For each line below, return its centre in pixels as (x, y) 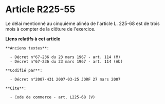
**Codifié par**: (24, 70)
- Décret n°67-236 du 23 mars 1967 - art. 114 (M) (65, 57)
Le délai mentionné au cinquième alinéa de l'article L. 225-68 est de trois (83, 23)
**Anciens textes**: (27, 48)
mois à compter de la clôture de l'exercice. (50, 29)
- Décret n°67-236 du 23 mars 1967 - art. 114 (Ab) (67, 61)
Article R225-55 (40, 9)
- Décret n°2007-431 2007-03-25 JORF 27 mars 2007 (65, 79)
